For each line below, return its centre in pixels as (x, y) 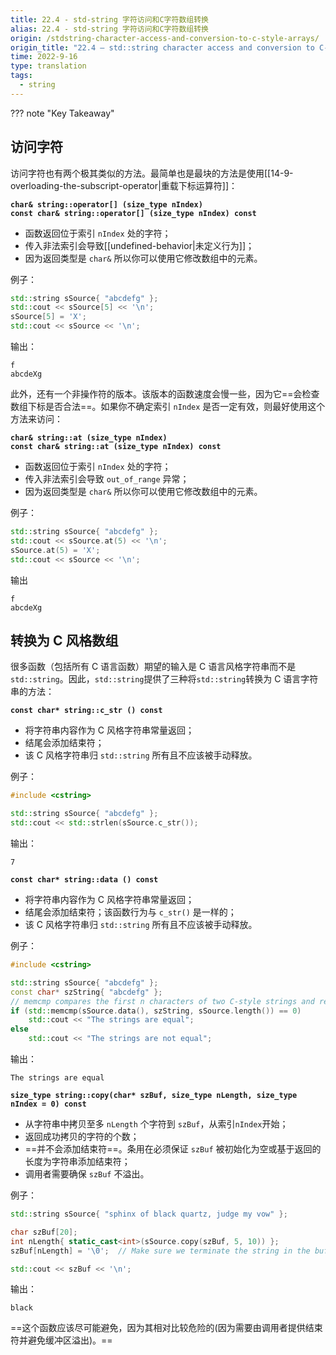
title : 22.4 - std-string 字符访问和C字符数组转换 (109, 19)
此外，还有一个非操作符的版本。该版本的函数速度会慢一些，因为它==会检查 (165, 394)
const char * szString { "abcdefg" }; (86, 992)
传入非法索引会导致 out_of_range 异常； (107, 479)
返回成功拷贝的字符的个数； (82, 1136)
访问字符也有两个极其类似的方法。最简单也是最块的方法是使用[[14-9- (152, 173)
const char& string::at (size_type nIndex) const (116, 447)
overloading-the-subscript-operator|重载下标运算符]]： (124, 185)
